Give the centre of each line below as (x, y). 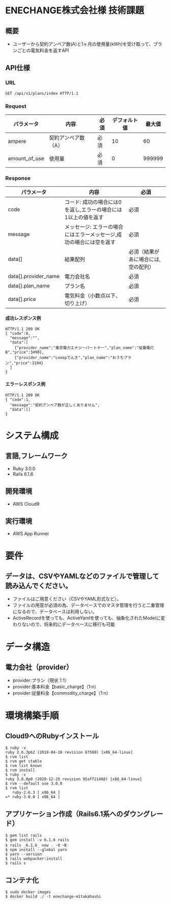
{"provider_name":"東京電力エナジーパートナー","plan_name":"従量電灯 (84, 348)
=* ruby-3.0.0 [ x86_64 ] (33, 797)
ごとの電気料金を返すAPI (43, 50)
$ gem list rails (24, 836)
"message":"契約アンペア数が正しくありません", (55, 405)
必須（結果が (144, 252)
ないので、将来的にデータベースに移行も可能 (68, 624)
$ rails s (16, 863)
